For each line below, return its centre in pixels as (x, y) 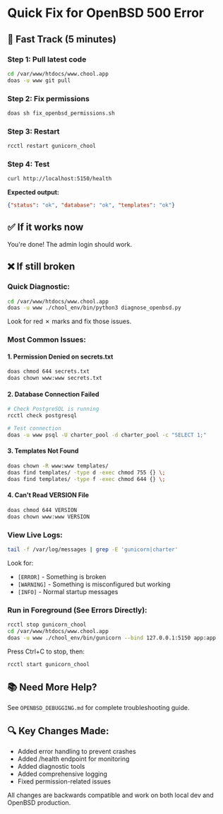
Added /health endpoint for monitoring (73, 759)
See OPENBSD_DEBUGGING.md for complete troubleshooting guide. (98, 708)
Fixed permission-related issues (64, 781)
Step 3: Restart (34, 131)
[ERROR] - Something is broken (62, 576)
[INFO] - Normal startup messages (68, 591)
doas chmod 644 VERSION (42, 510)
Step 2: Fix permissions (48, 98)
